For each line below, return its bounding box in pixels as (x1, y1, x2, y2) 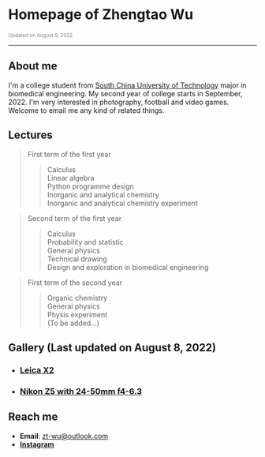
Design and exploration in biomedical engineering (47, 262, 209, 272)
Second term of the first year (27, 213, 122, 223)
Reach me (8, 410, 58, 424)
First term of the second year (27, 278, 123, 287)
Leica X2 (19, 365, 54, 376)
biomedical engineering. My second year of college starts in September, (8, 88, 243, 98)
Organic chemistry (47, 293, 108, 302)
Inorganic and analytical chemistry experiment (47, 198, 199, 208)
